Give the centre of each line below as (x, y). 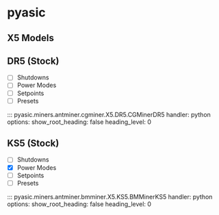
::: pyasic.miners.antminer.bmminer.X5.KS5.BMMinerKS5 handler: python (110, 197)
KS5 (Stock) (33, 143)
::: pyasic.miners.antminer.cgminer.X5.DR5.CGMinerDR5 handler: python (109, 114)
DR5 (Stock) (33, 61)
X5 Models (31, 38)
